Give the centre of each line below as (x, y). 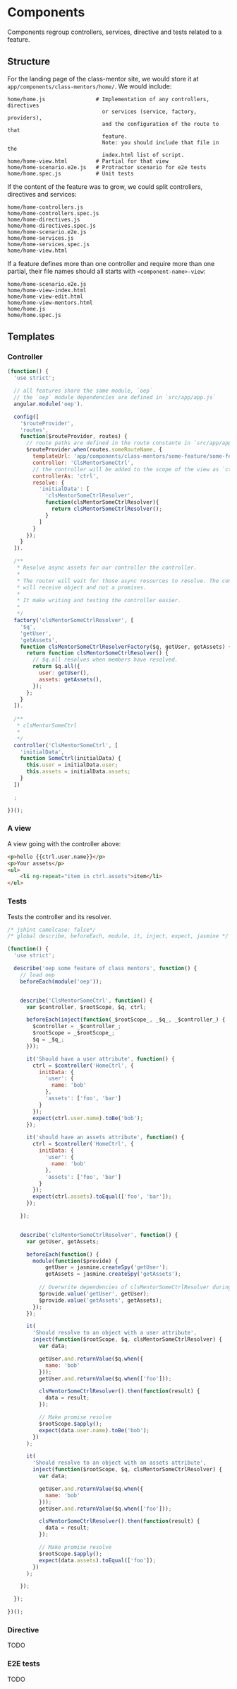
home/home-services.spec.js (49, 244)
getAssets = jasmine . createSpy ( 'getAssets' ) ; (113, 1274)
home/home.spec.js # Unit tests (71, 173)
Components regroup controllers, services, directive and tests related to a (115, 32)
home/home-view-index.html (47, 290)
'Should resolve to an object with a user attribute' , (115, 1333)
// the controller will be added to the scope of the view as (126, 469)
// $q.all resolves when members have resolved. (105, 660)
